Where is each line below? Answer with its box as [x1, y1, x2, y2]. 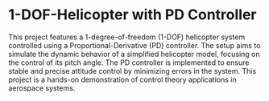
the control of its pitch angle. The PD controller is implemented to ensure [8, 58, 250, 67]
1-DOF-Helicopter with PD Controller [8, 6, 257, 24]
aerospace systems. [8, 83, 76, 93]
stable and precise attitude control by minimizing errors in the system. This [8, 66, 257, 75]
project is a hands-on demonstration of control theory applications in [8, 75, 237, 84]
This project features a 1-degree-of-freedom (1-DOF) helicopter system [8, 32, 246, 42]
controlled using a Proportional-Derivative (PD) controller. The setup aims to [8, 40, 261, 50]
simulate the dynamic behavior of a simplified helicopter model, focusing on [8, 49, 260, 59]
